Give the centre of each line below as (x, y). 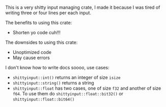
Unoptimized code (32, 52)
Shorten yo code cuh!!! (37, 32)
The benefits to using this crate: (39, 23)
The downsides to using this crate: (41, 42)
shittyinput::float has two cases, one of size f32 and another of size (87, 88)
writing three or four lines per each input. (48, 13)
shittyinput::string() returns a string (53, 83)
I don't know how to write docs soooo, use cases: (57, 68)
